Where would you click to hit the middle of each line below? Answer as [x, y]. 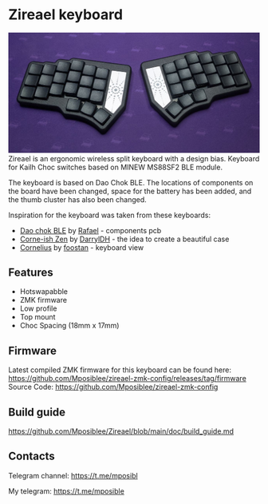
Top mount [37, 317]
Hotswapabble [44, 292]
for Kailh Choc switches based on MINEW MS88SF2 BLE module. [116, 167]
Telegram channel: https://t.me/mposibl [73, 475]
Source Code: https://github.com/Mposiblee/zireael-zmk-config [113, 387]
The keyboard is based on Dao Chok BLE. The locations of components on [131, 182]
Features [31, 272]
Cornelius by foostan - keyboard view [82, 247]
